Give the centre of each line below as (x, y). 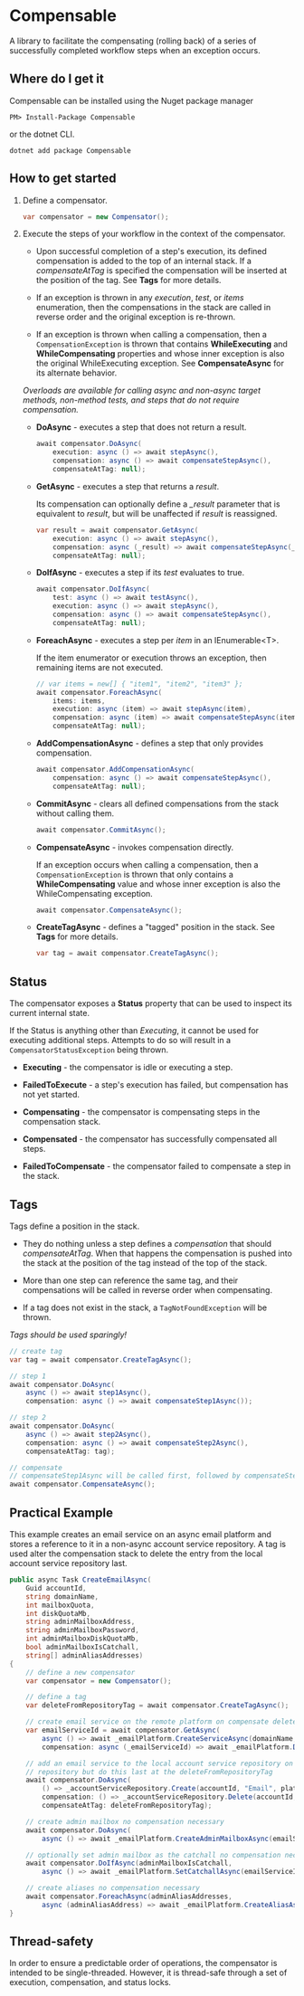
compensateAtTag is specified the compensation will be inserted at (161, 271)
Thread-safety (52, 1942)
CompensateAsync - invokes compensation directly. (135, 847)
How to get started (63, 179)
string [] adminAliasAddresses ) (85, 1655)
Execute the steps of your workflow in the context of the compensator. (154, 234)
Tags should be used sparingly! (68, 1335)
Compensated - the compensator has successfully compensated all (150, 1139)
